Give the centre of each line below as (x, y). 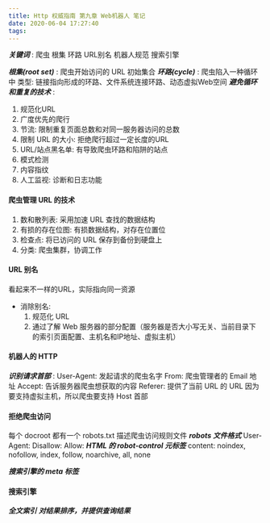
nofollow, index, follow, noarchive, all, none (80, 455)
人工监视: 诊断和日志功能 (61, 180)
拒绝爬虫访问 (29, 416)
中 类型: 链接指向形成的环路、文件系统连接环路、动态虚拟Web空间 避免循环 (133, 82)
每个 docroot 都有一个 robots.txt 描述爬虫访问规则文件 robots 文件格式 (125, 436)
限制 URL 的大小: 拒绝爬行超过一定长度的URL (94, 140)
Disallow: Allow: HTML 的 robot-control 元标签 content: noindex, (139, 446)
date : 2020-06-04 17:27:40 (54, 23)
